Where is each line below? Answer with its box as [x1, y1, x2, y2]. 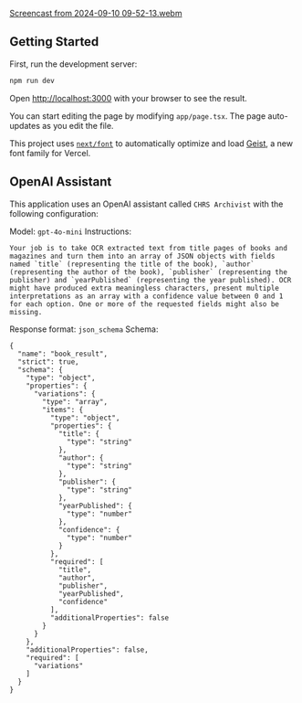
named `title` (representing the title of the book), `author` [9, 260, 255, 269]
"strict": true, [17, 357, 79, 367]
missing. [9, 307, 43, 316]
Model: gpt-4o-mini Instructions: [9, 226, 132, 237]
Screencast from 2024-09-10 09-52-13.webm [9, 8, 182, 18]
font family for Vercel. [9, 147, 91, 158]
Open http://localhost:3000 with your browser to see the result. [9, 92, 248, 103]
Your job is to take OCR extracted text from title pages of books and [9, 243, 287, 252]
